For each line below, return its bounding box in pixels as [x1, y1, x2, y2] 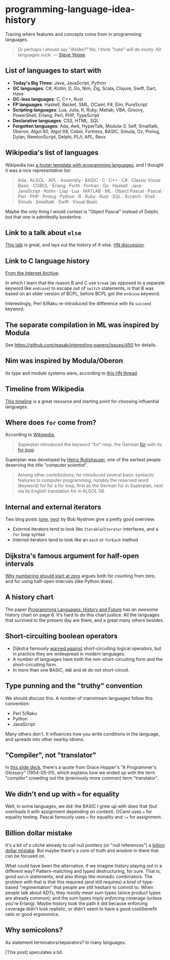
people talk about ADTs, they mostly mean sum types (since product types [5, 890, 161, 896]
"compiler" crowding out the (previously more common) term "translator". [5, 775, 159, 781]
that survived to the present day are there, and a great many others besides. [5, 617, 164, 623]
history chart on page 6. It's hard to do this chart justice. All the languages [5, 612, 160, 618]
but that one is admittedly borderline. [5, 214, 82, 220]
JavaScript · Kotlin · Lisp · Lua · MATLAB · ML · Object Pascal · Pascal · [17, 188, 164, 194]
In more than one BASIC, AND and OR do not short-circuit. [12, 667, 130, 673]
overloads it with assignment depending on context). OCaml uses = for [5, 808, 152, 815]
